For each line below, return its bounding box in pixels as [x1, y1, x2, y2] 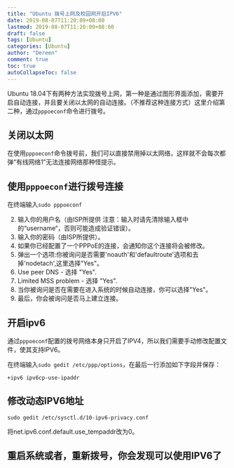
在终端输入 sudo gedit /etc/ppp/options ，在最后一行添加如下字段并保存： [7, 360, 221, 368]
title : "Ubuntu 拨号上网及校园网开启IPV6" [7, 10, 123, 18]
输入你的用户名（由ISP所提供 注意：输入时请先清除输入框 [17, 215, 183, 224]
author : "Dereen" [7, 50, 58, 57]
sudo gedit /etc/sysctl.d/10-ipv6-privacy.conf [7, 414, 149, 421]
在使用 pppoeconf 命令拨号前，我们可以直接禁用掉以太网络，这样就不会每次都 [7, 149, 226, 158]
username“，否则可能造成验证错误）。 [26, 224, 135, 232]
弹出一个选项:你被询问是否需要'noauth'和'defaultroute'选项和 [17, 250, 193, 259]
